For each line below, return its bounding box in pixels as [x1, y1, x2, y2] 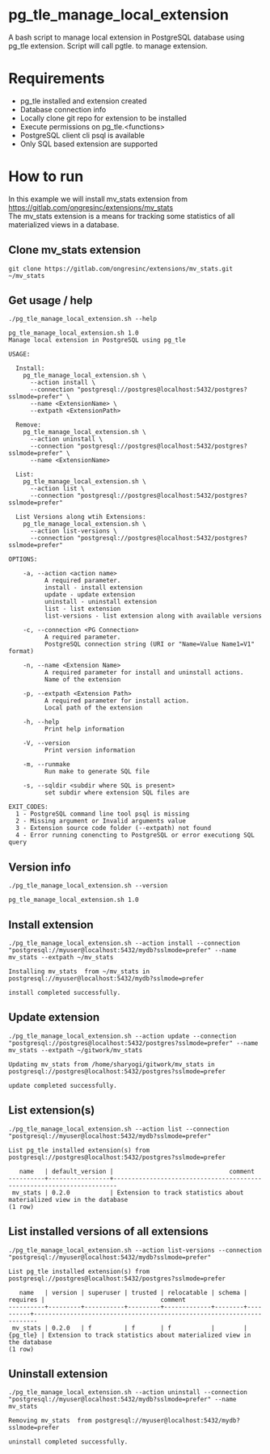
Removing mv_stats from [8, 1417, 92, 1425]
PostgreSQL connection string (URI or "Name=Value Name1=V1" [44, 640, 255, 648]
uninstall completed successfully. [8, 1438, 129, 1446]
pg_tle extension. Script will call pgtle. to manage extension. [8, 40, 208, 50]
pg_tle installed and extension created [19, 95, 147, 106]
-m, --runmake [23, 761, 70, 769]
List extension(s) [8, 1103, 95, 1117]
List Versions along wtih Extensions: [15, 513, 147, 521]
